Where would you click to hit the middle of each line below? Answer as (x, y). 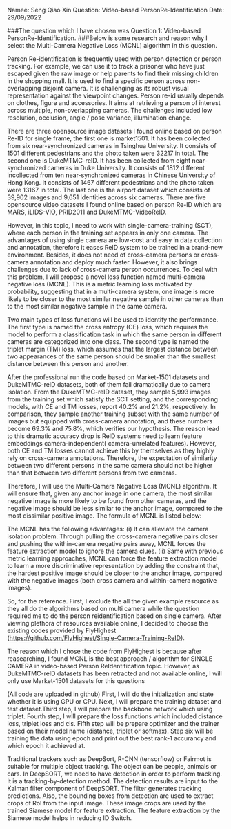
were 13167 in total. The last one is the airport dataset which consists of (109, 190)
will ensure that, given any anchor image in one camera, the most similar (110, 493)
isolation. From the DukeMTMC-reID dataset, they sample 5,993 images (109, 392)
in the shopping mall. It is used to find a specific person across (96, 81)
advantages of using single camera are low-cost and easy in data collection (115, 240)
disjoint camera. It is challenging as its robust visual (115, 88)
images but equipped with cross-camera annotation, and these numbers (110, 421)
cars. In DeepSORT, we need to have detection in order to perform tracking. (115, 774)
